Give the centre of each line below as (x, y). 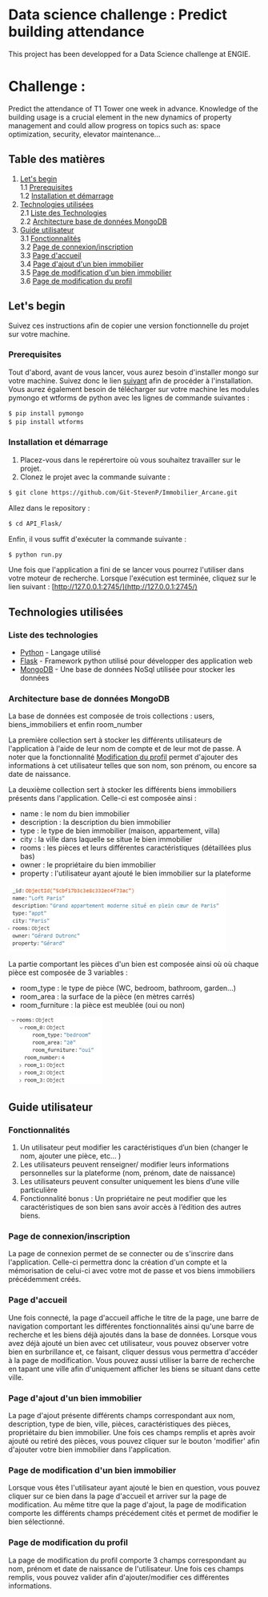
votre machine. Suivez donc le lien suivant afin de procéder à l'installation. (131, 380)
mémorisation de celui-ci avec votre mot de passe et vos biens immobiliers (132, 1271)
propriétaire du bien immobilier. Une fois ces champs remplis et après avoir (132, 1433)
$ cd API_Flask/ (35, 524)
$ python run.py (35, 555)
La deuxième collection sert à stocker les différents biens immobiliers (122, 790)
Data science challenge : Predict (118, 15)
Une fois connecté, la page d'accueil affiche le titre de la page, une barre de (134, 1317)
